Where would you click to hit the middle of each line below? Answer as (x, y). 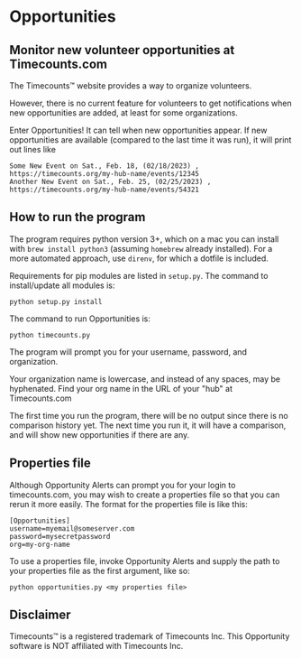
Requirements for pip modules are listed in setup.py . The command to (139, 275)
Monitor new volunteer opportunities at (122, 50)
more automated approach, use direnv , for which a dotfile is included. (139, 258)
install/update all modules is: (62, 285)
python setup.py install (56, 301)
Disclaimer (40, 615)
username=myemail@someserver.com (72, 528)
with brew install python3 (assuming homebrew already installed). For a (141, 248)
